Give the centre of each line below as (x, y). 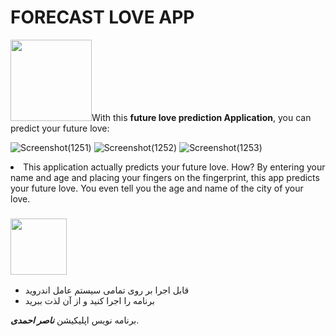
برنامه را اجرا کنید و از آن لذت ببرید (89, 301)
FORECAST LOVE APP (102, 17)
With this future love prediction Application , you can (201, 117)
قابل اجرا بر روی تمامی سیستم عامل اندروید (107, 290)
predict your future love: (60, 128)
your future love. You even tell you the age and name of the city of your (157, 188)
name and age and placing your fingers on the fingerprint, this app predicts (165, 177)
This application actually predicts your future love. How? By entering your (174, 167)
